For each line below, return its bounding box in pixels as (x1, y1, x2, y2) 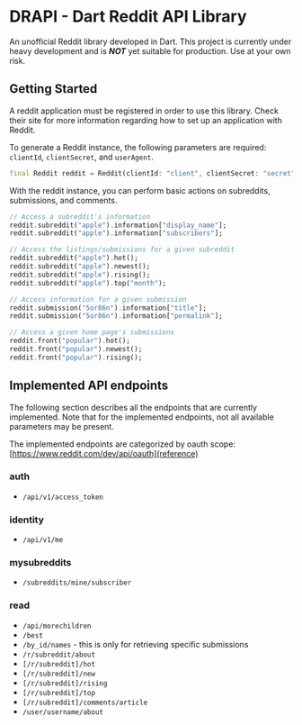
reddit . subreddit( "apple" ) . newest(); (9, 262, 151, 271)
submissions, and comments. (9, 195, 118, 205)
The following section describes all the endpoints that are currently (9, 402, 258, 412)
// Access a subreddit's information (9, 212, 151, 222)
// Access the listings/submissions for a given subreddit (9, 245, 235, 254)
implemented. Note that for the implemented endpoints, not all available (9, 412, 274, 422)
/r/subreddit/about (22, 650, 96, 659)
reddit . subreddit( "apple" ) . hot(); (9, 254, 139, 263)
